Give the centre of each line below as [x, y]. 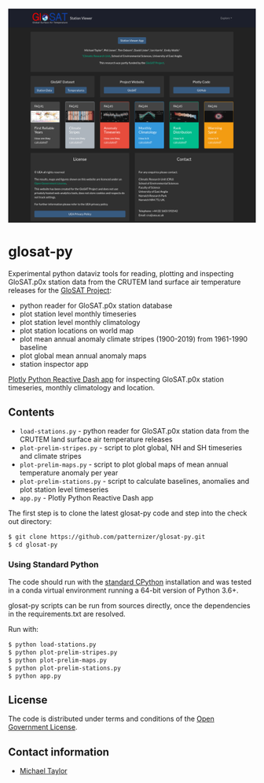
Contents [31, 412]
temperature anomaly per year [69, 473]
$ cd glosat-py [33, 545]
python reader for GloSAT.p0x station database [96, 305]
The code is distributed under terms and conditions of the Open [111, 719]
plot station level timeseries [64, 489]
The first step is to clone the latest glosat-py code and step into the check [128, 513]
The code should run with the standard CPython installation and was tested [130, 582]
